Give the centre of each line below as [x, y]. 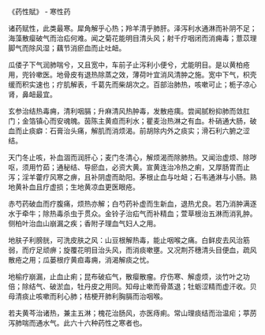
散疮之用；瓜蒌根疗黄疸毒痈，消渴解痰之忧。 [81, 260]
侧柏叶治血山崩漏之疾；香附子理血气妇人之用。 [84, 223]
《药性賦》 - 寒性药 [39, 11]
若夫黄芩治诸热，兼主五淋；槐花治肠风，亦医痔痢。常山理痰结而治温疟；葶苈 [132, 313]
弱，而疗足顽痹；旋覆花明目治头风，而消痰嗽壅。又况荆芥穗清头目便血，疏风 [132, 250]
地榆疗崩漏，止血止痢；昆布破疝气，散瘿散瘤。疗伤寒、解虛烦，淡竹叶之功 [129, 277]
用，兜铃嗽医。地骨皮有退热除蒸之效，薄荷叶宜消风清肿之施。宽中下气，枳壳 [132, 74]
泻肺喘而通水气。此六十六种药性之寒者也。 [77, 323]
